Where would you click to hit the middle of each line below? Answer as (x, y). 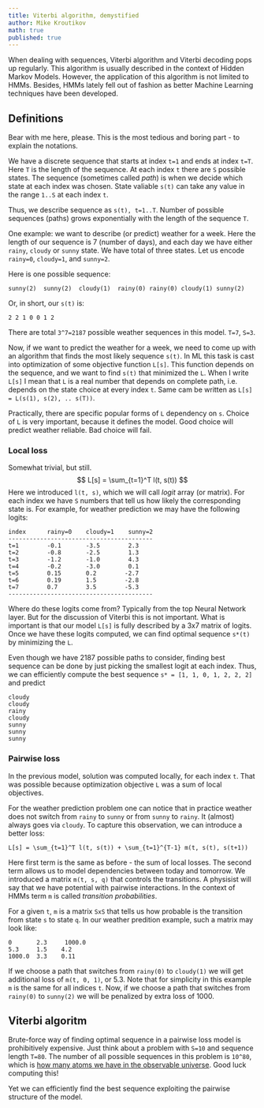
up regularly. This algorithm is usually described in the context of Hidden (126, 69)
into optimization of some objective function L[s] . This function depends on (131, 365)
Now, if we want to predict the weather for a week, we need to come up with (132, 347)
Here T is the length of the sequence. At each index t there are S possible (127, 170)
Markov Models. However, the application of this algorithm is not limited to (129, 77)
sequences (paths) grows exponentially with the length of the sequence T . (128, 219)
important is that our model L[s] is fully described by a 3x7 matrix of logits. (130, 625)
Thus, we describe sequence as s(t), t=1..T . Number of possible (116, 210)
